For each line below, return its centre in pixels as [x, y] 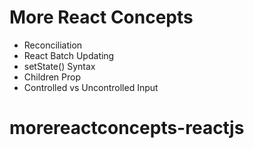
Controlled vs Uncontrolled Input [91, 87]
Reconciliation [53, 45]
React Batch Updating [69, 55]
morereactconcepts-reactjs [127, 128]
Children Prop [52, 77]
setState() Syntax [59, 66]
